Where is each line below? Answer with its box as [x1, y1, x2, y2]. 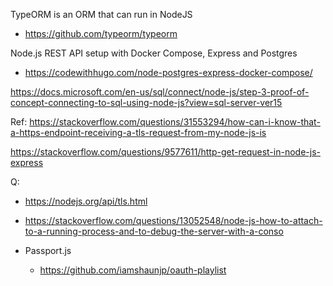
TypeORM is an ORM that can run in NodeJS [10, 9, 193, 20]
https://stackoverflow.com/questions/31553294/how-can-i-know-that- [29, 116, 321, 128]
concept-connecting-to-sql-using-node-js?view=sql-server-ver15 [10, 97, 283, 108]
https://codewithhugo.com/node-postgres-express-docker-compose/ [24, 67, 313, 78]
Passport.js [24, 245, 72, 256]
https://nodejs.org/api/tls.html [24, 195, 148, 207]
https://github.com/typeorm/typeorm [24, 28, 178, 39]
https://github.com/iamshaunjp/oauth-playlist [39, 264, 227, 276]
